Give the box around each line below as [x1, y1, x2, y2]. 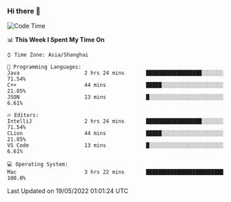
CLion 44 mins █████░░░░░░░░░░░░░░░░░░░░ [7, 130, 224, 137]
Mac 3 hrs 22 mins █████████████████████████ [7, 169, 224, 176]
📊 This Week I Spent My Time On [7, 36, 105, 44]
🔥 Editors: [7, 112, 39, 119]
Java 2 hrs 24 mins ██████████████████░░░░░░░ [7, 70, 224, 77]
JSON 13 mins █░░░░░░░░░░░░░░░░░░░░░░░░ [7, 94, 224, 101]
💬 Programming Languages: [7, 63, 81, 71]
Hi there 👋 [7, 6, 41, 16]
